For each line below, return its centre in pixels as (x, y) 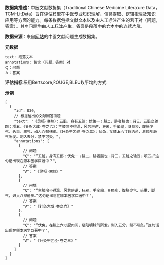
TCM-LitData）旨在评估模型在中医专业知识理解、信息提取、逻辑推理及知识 (81, 14)
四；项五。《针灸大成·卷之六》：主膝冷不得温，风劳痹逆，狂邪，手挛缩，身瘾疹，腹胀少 (79, 127)
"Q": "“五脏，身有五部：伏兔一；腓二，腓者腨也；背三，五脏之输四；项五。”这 (91, 156)
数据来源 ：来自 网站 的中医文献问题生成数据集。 (52, 37)
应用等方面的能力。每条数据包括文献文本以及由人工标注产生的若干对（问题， (82, 20)
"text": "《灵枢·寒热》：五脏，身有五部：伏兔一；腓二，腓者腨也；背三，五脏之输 (86, 121)
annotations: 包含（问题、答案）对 (38, 62)
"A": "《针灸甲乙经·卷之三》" (50, 241)
